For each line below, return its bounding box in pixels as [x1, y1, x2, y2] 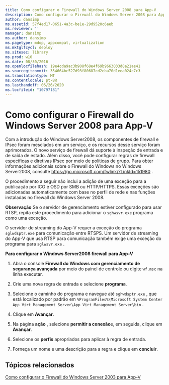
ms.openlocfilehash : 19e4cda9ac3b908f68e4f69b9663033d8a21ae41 [5, 64, 141, 69]
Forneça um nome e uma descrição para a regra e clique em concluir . [12, 346, 158, 352]
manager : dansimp [5, 31, 42, 36]
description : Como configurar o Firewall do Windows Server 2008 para [5, 12, 156, 17]
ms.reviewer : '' [5, 26, 39, 31]
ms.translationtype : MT [5, 73, 55, 78]
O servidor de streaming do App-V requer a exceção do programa [5, 225, 142, 231]
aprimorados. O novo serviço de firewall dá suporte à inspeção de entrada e [5, 147, 163, 153]
